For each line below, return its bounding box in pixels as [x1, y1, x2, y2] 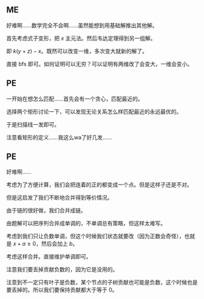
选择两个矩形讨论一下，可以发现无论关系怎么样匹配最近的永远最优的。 [6, 108, 182, 115]
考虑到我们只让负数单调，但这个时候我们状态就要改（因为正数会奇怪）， [6, 232, 185, 240]
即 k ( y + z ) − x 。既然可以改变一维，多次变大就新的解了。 [6, 47, 148, 54]
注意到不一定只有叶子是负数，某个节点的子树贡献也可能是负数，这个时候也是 [6, 278, 198, 286]
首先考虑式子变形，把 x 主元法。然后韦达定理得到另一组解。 [6, 34, 156, 42]
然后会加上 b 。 [41, 240, 78, 248]
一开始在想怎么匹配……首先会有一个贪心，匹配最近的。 [6, 95, 144, 102]
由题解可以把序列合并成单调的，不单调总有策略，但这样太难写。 [6, 220, 166, 227]
